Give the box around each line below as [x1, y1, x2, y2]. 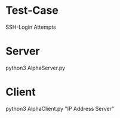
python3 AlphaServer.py [5, 64, 66, 71]
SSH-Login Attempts [5, 23, 56, 31]
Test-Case [5, 4, 59, 17]
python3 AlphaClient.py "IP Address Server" [5, 105, 115, 112]
